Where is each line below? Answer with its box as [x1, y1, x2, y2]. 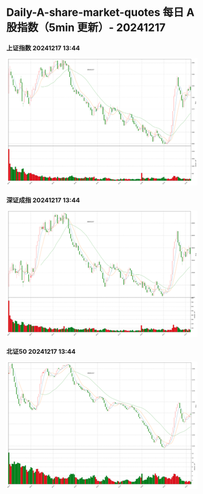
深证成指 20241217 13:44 [6, 195, 81, 204]
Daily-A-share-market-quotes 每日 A [6, 5, 195, 19]
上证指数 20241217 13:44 [6, 44, 81, 52]
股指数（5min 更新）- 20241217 [6, 21, 166, 35]
